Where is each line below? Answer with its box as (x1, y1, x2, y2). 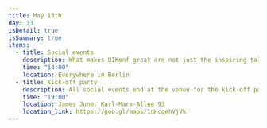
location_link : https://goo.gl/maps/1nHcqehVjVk (22, 108, 187, 116)
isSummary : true (8, 33, 62, 42)
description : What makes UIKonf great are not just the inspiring (22, 56, 247, 64)
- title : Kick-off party (15, 78, 98, 86)
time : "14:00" (22, 64, 69, 72)
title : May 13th (8, 11, 62, 20)
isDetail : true (8, 26, 59, 34)
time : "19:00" (22, 93, 69, 101)
